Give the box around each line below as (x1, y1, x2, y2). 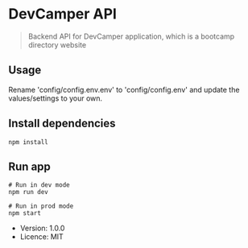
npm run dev (8, 188, 48, 196)
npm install (8, 138, 48, 146)
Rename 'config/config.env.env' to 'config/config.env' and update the (8, 85, 240, 94)
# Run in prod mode (8, 202, 74, 210)
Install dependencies (8, 117, 116, 130)
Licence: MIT (19, 232, 64, 242)
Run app (8, 159, 51, 173)
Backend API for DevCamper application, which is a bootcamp (27, 31, 235, 41)
